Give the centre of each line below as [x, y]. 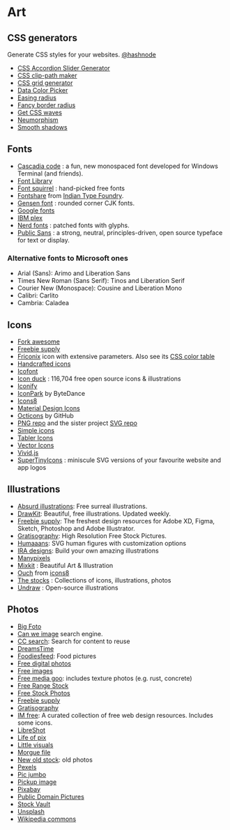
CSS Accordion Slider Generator [63, 68]
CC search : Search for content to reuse [74, 641]
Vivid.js [28, 452]
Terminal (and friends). [50, 173]
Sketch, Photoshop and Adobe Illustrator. [76, 528]
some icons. [35, 723]
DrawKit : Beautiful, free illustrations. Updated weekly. [94, 514]
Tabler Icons [35, 438]
